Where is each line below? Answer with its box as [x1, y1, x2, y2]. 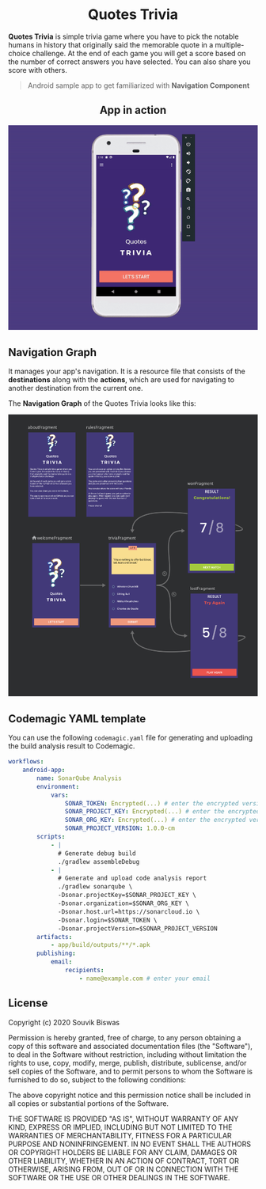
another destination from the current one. [8, 384, 143, 393]
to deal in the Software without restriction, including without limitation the [8, 1050, 247, 1059]
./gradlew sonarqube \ [58, 883, 133, 891]
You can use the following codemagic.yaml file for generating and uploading [8, 733, 253, 743]
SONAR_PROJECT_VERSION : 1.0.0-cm [64, 824, 176, 832]
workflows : [8, 758, 44, 766]
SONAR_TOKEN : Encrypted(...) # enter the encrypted [64, 799, 239, 808]
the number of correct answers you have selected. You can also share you [8, 57, 251, 66]
